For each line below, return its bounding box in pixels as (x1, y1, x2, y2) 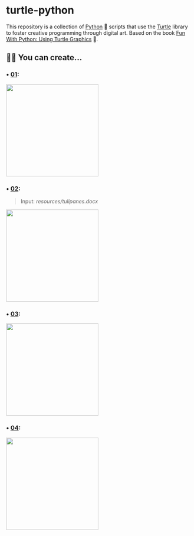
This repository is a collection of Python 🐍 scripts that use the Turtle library (6, 23, 188, 30)
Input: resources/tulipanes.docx (20, 198, 98, 205)
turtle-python (6, 4, 75, 17)
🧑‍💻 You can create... (6, 52, 83, 63)
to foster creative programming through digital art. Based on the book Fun (6, 29, 186, 36)
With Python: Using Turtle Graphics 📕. (6, 35, 98, 42)
